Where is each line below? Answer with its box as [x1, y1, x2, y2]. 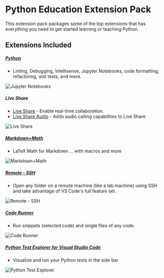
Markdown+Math [5, 135, 43, 141]
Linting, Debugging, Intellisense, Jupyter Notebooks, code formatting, [12, 68, 159, 74]
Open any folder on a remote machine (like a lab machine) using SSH [12, 183, 157, 189]
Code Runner [5, 209, 34, 216]
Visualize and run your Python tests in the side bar [12, 257, 119, 263]
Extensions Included [5, 41, 72, 50]
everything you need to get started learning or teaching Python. [5, 26, 139, 32]
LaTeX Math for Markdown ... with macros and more [12, 148, 122, 154]
